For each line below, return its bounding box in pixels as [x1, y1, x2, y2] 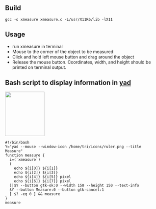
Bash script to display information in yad [5, 79, 131, 87]
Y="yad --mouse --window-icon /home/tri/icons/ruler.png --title [5, 145, 141, 149]
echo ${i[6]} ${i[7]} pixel [14, 179, 71, 184]
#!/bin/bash [5, 140, 29, 145]
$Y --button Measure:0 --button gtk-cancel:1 [9, 187, 104, 192]
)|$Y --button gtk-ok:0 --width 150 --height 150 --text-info [9, 183, 139, 188]
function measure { [5, 153, 45, 158]
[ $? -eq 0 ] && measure [9, 192, 60, 197]
